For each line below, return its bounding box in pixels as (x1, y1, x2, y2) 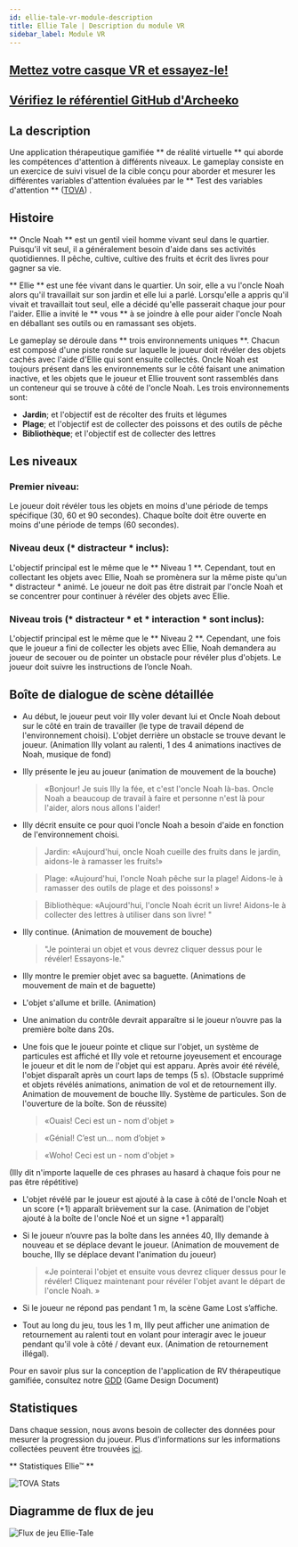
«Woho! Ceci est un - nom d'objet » (44, 1150, 175, 1160)
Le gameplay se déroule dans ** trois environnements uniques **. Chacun (9, 335, 280, 346)
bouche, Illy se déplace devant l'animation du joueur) (21, 1248, 217, 1259)
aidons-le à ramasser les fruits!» (44, 855, 163, 866)
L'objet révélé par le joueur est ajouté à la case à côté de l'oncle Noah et (21, 1193, 287, 1204)
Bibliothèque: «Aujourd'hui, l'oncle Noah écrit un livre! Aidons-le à (44, 899, 286, 910)
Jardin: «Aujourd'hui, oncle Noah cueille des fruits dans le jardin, (44, 846, 282, 856)
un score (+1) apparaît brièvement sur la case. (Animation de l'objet (21, 1203, 270, 1214)
